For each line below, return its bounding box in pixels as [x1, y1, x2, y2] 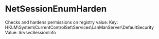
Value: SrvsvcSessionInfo [5, 29, 56, 35]
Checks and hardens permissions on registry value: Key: [5, 19, 118, 25]
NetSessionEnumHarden [5, 3, 107, 14]
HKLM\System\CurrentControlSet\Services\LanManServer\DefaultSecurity [5, 24, 154, 30]
